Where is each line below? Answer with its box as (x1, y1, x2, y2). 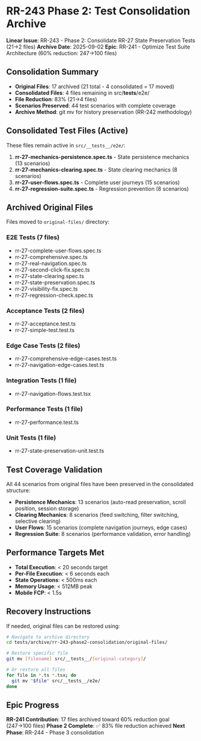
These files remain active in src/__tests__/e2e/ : (6, 141, 126, 149)
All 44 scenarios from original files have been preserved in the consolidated (6, 480, 194, 487)
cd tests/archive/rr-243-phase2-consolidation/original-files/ (6, 640, 168, 646)
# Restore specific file (6, 650, 68, 656)
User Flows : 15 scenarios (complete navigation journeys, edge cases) (14, 523, 188, 531)
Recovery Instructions (6, 607, 91, 617)
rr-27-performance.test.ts (14, 418, 79, 426)
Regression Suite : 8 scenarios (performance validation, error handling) (14, 530, 191, 537)
